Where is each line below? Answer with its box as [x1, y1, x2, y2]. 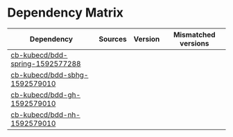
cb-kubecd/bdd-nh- [10, 109, 81, 119]
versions [180, 38, 209, 48]
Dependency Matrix [7, 5, 123, 21]
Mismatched [173, 30, 216, 39]
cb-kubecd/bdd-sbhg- [10, 70, 89, 80]
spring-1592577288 [10, 59, 81, 68]
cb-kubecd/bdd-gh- [10, 90, 81, 100]
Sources [98, 34, 127, 44]
